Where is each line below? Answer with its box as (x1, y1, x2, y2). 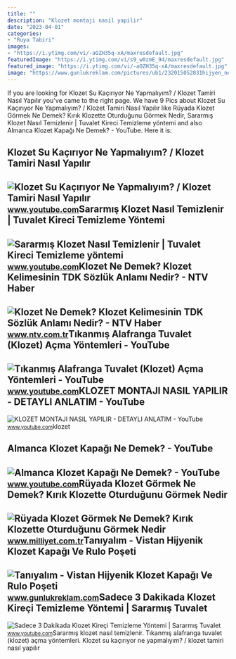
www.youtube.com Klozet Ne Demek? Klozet (7, 260, 192, 272)
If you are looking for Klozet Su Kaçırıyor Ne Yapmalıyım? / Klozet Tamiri (7, 89, 216, 97)
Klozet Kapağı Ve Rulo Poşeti (7, 546, 137, 558)
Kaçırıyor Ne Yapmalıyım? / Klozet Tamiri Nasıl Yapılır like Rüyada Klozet (7, 103, 215, 112)
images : (7, 43, 30, 50)
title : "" (7, 10, 37, 18)
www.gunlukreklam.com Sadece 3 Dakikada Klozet (7, 591, 216, 603)
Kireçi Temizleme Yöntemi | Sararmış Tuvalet (7, 603, 208, 615)
